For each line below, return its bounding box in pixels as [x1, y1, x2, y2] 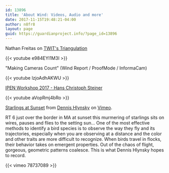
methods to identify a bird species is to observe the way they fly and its [5, 126, 155, 131]
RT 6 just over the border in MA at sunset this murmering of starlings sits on [5, 114, 164, 120]
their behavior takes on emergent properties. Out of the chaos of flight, [5, 141, 154, 147]
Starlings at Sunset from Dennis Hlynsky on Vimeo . [5, 105, 112, 110]
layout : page [5, 27, 33, 32]
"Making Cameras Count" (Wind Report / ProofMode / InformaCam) [5, 65, 147, 71]
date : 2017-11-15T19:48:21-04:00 [5, 17, 76, 22]
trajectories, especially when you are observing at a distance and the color [5, 131, 162, 137]
